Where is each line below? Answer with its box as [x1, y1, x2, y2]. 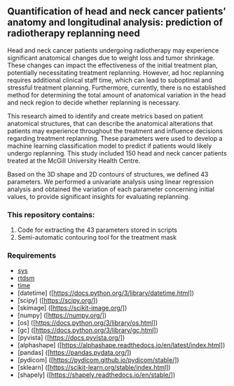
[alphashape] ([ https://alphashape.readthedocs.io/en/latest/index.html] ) [17, 341, 226, 350]
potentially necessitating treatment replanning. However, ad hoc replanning [7, 68, 224, 76]
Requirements [7, 251, 57, 261]
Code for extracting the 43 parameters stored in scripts [17, 226, 177, 234]
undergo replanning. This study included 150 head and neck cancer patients [7, 149, 228, 157]
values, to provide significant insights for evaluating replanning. [7, 192, 191, 200]
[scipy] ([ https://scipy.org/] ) [17, 296, 98, 305]
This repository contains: [7, 209, 95, 219]
